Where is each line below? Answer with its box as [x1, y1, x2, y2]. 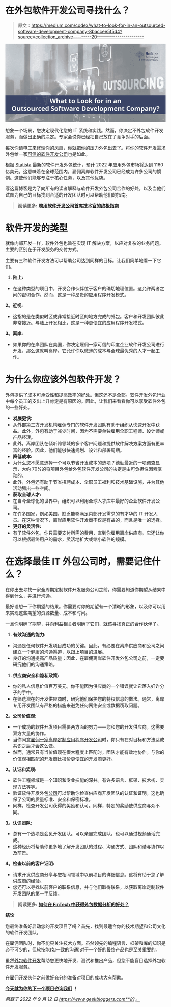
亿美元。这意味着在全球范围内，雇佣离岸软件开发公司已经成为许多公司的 [5, 168, 157, 174]
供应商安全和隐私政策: [12, 672, 60, 678]
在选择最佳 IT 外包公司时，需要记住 [5, 556, 152, 567]
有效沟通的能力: [12, 631, 46, 637]
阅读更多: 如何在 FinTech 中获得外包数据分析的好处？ [17, 901, 129, 907]
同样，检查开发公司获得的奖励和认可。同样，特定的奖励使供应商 [12, 802, 147, 808]
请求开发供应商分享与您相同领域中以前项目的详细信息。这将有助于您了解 [12, 871, 164, 877]
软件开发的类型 [5, 222, 68, 234]
